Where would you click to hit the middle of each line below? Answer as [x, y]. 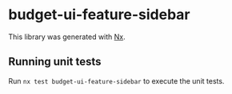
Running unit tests [55, 62]
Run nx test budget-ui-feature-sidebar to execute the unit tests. [116, 80]
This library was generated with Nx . [67, 37]
